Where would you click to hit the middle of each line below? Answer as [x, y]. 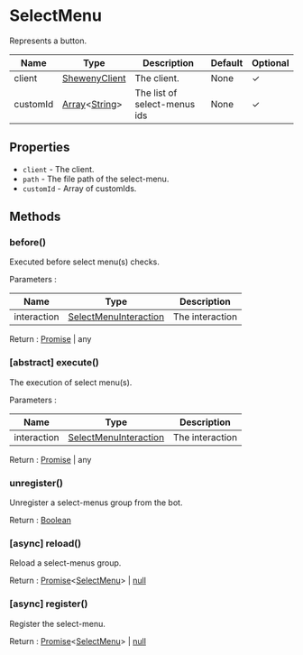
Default [227, 62]
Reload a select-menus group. [65, 563]
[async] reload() [46, 543]
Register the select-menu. [57, 623]
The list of [156, 93]
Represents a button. [48, 41]
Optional [270, 62]
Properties [40, 148]
